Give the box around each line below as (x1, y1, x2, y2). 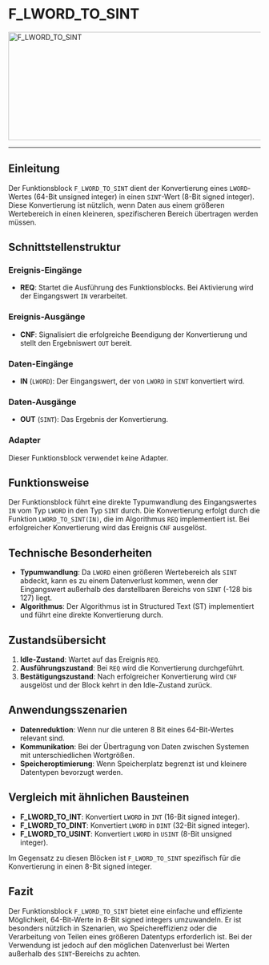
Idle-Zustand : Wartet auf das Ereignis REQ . (19, 655, 160, 664)
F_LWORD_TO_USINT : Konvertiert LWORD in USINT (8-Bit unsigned (19, 829, 232, 838)
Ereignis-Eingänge (8, 265, 82, 276)
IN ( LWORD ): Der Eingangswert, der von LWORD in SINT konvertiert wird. (19, 376, 245, 386)
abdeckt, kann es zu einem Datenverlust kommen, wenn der (19, 576, 219, 586)
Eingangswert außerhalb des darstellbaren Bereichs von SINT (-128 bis (19, 585, 252, 594)
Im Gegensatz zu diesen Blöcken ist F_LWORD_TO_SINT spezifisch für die (8, 853, 242, 862)
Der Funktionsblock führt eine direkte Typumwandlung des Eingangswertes (8, 497, 258, 507)
